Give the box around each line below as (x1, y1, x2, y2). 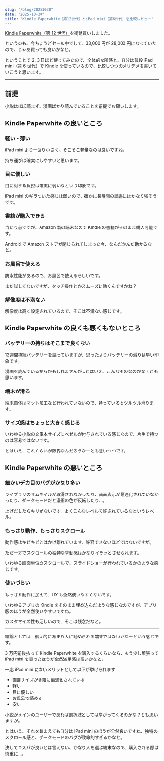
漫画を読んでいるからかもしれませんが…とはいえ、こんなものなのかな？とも (5, 368, 158, 374)
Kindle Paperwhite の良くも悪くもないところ (5, 324, 141, 332)
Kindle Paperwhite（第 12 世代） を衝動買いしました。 (5, 30, 113, 36)
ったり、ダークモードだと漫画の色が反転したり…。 (5, 497, 107, 503)
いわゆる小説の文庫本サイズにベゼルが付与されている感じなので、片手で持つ (5, 432, 159, 437)
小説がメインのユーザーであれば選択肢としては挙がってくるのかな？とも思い (5, 711, 158, 718)
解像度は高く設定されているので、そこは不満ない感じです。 (5, 309, 124, 314)
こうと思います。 (9, 69, 43, 75)
